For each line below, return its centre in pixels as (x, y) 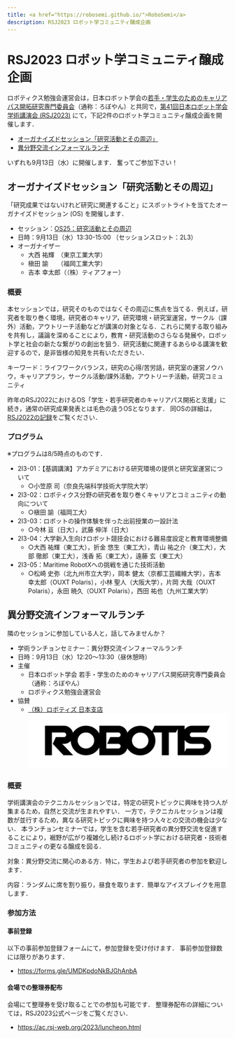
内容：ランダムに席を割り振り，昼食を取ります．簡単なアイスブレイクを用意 (117, 884)
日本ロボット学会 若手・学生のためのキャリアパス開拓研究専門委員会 (127, 674)
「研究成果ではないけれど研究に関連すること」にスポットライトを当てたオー (117, 205)
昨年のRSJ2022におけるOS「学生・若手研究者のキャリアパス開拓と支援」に (116, 399)
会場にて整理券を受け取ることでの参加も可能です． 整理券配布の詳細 (106, 1004)
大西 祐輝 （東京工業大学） (67, 255)
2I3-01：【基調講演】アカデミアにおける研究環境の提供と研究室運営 (114, 468)
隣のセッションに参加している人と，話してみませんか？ (87, 633)
